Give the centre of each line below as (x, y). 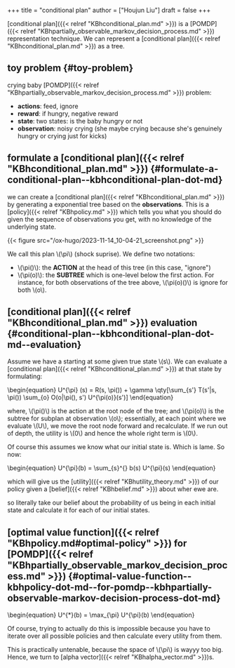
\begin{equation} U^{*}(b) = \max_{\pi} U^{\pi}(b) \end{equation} (101, 615)
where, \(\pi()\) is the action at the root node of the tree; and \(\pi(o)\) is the (116, 411)
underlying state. (32, 227)
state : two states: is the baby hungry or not (80, 121)
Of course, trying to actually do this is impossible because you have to (109, 629)
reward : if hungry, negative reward (68, 113)
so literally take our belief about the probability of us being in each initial (112, 503)
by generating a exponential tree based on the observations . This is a (108, 204)
